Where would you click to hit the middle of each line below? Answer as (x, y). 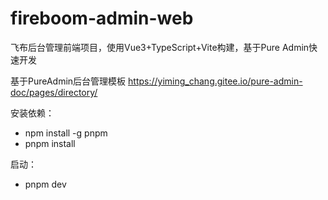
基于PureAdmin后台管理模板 (68, 81)
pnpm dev (45, 184)
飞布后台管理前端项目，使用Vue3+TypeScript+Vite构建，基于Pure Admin (160, 47)
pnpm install (50, 143)
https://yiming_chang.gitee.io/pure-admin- (215, 81)
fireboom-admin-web (102, 18)
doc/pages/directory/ (54, 92)
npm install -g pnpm (66, 133)
